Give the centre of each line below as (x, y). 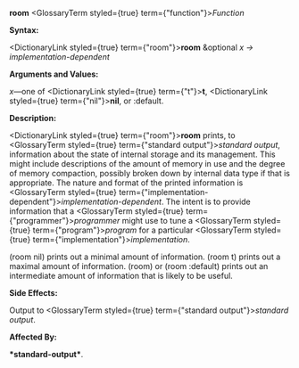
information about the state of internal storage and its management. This (142, 154)
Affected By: (33, 337)
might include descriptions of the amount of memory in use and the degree (147, 164)
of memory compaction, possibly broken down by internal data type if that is (149, 173)
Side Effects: (33, 293)
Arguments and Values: (54, 74)
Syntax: (24, 30)
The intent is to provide (208, 201)
